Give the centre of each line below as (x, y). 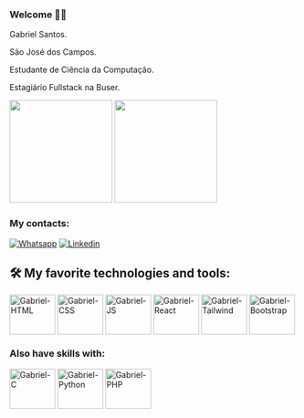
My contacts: (40, 224)
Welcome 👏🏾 (38, 15)
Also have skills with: (58, 353)
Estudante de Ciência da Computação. (82, 70)
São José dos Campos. (53, 52)
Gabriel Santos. (38, 35)
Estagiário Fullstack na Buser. (65, 88)
